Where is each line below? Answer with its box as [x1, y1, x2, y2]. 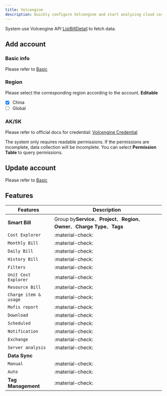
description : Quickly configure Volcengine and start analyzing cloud [5, 12, 155, 17]
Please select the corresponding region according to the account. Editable [5, 90, 158, 96]
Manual [7, 361, 23, 366]
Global [12, 105, 26, 111]
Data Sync [7, 352, 33, 359]
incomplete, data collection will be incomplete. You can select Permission [5, 144, 157, 150]
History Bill [7, 256, 39, 262]
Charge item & [7, 292, 41, 297]
